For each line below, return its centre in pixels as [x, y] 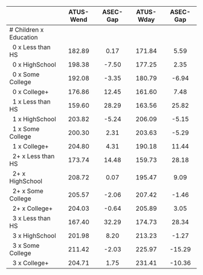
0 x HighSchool [34, 65]
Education [24, 37]
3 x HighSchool [34, 236]
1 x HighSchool [34, 119]
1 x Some [26, 129]
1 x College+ [31, 146]
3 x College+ [31, 263]
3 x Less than [31, 218]
